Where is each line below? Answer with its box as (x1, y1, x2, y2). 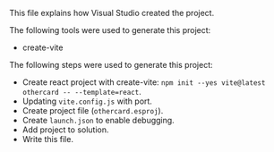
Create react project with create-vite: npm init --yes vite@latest (21, 77, 266, 88)
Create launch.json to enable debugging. (21, 115, 175, 125)
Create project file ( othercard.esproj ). (21, 106, 164, 115)
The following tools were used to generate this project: (9, 25, 211, 35)
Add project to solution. (21, 124, 109, 135)
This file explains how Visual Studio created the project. (9, 8, 215, 18)
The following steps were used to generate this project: (9, 60, 213, 70)
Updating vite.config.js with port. (21, 96, 152, 106)
